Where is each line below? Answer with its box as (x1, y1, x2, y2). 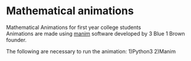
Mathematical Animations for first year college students (6, 24, 141, 31)
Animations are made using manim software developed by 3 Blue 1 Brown (6, 30, 185, 37)
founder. (6, 36, 27, 43)
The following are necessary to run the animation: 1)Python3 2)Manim (6, 47, 176, 54)
